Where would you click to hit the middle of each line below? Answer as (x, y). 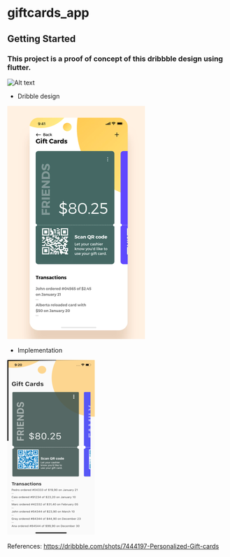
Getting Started (42, 39)
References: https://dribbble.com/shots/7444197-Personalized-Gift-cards (113, 546)
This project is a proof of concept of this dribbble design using (115, 59)
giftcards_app (48, 13)
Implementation (40, 350)
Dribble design (38, 96)
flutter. (19, 67)
